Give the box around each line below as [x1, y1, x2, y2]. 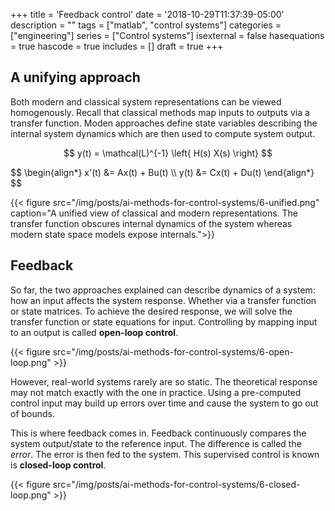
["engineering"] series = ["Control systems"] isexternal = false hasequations [10, 30, 325, 41]
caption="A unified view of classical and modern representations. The [10, 207, 298, 219]
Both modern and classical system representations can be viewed [10, 95, 282, 108]
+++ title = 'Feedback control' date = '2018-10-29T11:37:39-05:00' [10, 9, 285, 20]
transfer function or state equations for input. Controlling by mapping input [10, 315, 318, 328]
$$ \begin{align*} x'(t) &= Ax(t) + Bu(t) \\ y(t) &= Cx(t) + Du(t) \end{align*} [10, 166, 315, 178]
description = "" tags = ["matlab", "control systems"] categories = [10, 19, 282, 31]
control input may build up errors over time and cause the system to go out [10, 397, 319, 409]
